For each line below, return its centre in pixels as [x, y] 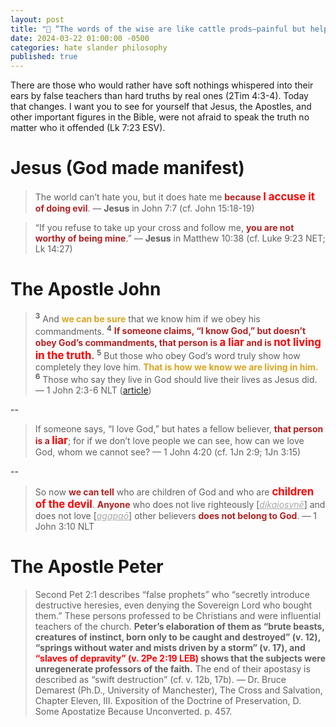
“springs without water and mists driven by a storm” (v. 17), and [170, 647]
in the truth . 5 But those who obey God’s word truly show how [167, 355]
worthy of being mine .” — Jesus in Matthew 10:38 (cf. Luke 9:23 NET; [180, 238]
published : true [44, 57]
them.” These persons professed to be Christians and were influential [178, 615]
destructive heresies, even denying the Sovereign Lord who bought [173, 605]
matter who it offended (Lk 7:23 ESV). [88, 128]
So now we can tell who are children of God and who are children [174, 491]
